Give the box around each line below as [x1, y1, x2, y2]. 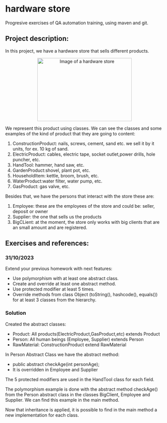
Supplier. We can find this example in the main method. [5, 397, 120, 403]
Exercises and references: [5, 239, 89, 248]
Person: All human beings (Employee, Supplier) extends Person [12, 336, 144, 342]
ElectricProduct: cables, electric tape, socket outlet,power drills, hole [12, 151, 155, 157]
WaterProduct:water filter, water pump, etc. [12, 178, 103, 184]
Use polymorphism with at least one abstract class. [12, 275, 119, 281]
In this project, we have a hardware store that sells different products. [5, 48, 149, 54]
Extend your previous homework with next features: [5, 266, 113, 272]
